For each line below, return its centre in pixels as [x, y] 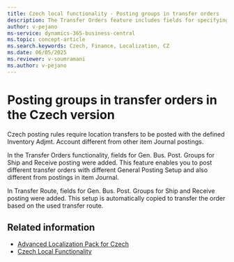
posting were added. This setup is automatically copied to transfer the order [116, 198]
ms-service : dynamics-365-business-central [71, 33]
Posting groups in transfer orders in [112, 100]
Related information [51, 227]
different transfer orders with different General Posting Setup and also [108, 170]
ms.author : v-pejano [37, 65]
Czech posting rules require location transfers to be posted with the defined [116, 134]
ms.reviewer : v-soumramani [46, 59]
